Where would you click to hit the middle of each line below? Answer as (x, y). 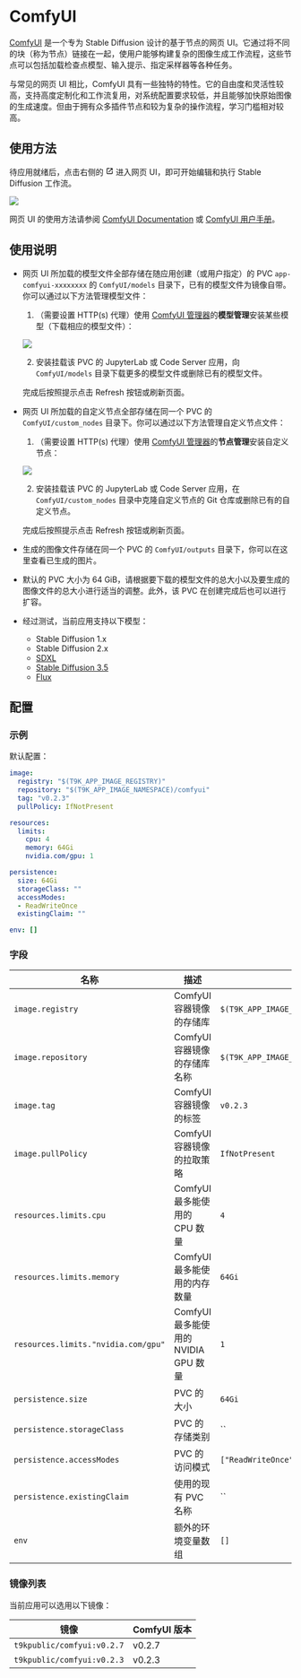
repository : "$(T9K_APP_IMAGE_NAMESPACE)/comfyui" (114, 790)
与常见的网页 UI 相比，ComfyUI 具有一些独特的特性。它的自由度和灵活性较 (147, 83)
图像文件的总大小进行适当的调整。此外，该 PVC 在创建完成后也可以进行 (154, 590)
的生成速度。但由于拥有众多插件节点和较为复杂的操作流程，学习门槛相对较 (146, 106)
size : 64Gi (38, 881)
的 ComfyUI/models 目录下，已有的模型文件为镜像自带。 (190, 284)
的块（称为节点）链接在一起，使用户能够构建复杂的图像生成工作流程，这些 (146, 53)
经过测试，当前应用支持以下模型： (85, 621)
